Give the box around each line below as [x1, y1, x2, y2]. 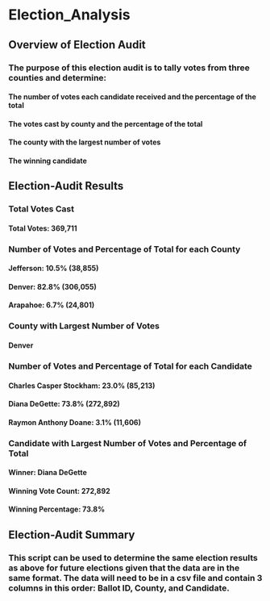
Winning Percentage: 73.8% [8, 504, 106, 514]
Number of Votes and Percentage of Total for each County [8, 244, 241, 255]
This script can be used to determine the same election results [8, 552, 258, 563]
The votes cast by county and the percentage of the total [8, 119, 203, 128]
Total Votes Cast [8, 203, 75, 215]
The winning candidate [8, 156, 87, 165]
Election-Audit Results [8, 179, 124, 193]
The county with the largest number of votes [8, 137, 161, 147]
